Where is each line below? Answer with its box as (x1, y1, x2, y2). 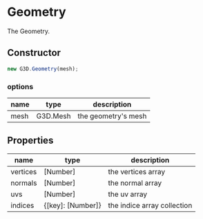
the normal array (108, 178, 162, 187)
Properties (7, 135, 54, 146)
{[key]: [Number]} (43, 200, 101, 210)
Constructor (7, 47, 61, 59)
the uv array (108, 189, 147, 199)
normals (10, 178, 37, 187)
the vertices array (108, 166, 166, 176)
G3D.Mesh (36, 111, 71, 121)
